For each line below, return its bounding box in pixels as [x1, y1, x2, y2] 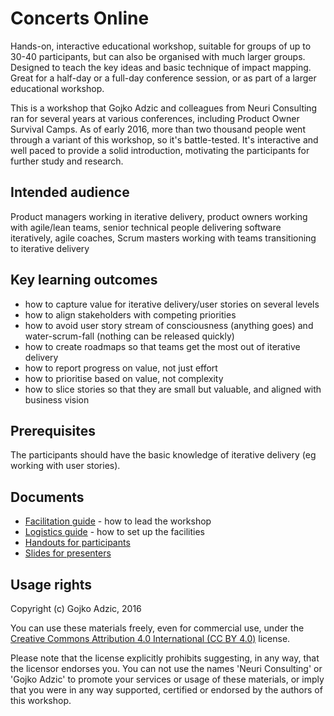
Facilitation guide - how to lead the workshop [24, 515, 212, 527]
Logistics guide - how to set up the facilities [24, 526, 206, 538]
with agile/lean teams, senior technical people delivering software [10, 221, 282, 233]
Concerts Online [10, 7, 150, 30]
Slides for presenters [24, 547, 112, 559]
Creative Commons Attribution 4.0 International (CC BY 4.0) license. [10, 633, 291, 644]
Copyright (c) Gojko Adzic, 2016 [10, 603, 142, 614]
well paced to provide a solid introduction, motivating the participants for [10, 144, 310, 156]
